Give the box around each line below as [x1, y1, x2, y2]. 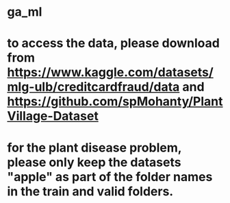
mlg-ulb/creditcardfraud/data [7, 80, 180, 95]
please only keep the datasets [7, 154, 181, 170]
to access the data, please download [7, 36, 220, 51]
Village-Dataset [7, 108, 99, 124]
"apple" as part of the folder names [7, 169, 213, 184]
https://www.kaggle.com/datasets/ [7, 64, 214, 80]
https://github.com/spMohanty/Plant [7, 94, 223, 110]
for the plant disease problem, [7, 140, 182, 155]
